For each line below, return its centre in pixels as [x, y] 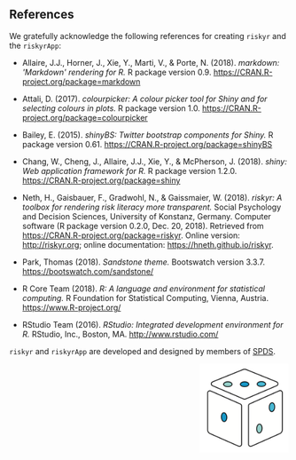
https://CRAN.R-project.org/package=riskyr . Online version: [131, 235]
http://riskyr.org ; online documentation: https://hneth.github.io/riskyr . [148, 244]
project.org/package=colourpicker [85, 117]
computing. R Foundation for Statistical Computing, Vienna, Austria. [145, 297]
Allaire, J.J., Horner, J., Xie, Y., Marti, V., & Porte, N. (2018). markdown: [151, 62]
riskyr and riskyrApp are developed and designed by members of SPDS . [143, 351]
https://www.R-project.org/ [71, 307]
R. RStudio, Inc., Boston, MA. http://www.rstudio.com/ [120, 334]
